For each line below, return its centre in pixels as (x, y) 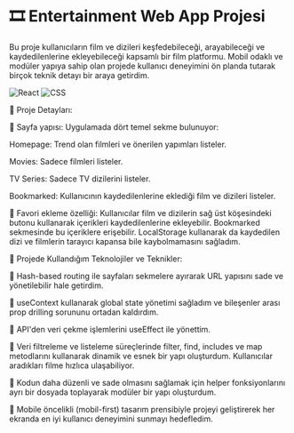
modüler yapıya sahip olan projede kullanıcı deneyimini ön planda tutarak (143, 66)
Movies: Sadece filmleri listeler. (66, 161)
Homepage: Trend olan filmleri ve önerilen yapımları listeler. (118, 144)
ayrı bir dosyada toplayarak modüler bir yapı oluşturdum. (113, 392)
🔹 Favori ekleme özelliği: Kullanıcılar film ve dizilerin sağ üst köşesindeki (141, 212)
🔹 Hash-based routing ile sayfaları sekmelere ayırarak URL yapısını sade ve (147, 276)
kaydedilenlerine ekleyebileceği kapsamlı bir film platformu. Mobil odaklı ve (146, 56)
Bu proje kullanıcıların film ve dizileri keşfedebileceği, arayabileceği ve (137, 47)
